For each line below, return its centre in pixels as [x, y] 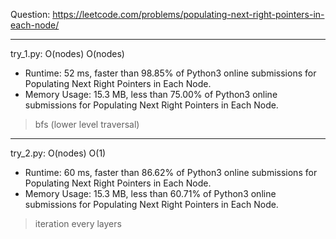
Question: [30, 14]
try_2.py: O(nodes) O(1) [58, 153]
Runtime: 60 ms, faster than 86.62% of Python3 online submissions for [171, 172]
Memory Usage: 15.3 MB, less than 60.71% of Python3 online [150, 193]
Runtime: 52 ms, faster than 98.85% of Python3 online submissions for [170, 73]
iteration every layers [78, 223]
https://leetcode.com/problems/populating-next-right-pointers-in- [188, 14]
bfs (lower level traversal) [87, 124]
